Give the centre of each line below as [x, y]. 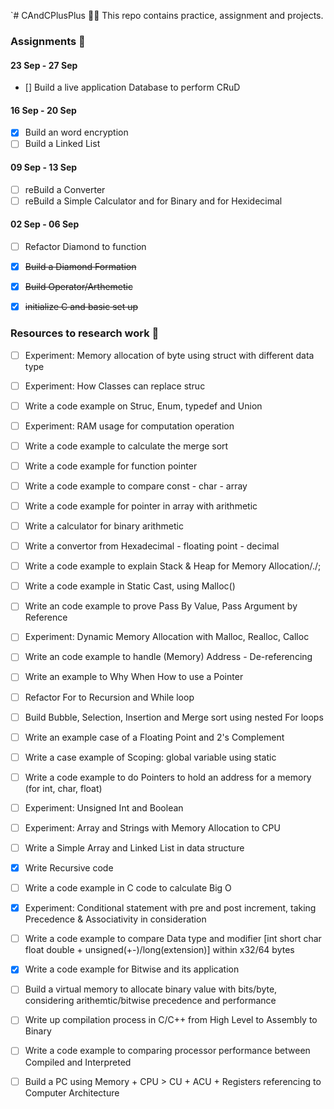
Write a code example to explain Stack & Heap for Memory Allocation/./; [173, 566]
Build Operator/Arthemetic [78, 287]
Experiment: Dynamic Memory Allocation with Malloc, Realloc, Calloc [167, 637]
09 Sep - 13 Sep [44, 167]
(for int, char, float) [63, 788]
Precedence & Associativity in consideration [115, 919]
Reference [46, 617]
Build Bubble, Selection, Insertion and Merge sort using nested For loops [174, 717]
